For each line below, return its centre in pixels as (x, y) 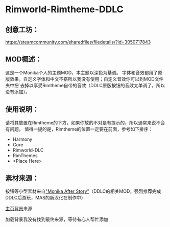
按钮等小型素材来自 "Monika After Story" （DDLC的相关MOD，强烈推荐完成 (83, 191)
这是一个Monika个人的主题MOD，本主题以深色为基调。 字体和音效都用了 (82, 72)
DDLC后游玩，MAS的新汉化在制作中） (45, 198)
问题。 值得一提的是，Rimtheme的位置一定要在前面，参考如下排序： (81, 129)
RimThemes (25, 155)
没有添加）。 (18, 92)
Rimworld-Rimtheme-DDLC (64, 9)
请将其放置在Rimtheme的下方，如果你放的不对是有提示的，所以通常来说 (81, 122)
